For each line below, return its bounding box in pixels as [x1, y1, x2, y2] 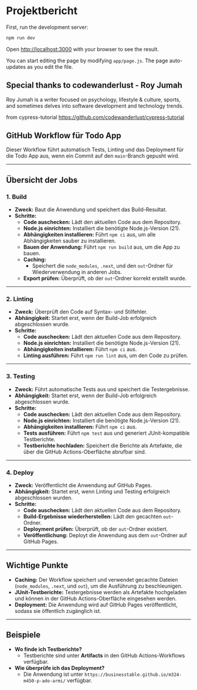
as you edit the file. [27, 63, 73, 70]
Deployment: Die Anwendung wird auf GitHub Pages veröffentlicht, [14, 601, 178, 608]
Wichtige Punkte [6, 561, 69, 571]
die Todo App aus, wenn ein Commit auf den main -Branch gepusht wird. [6, 152, 180, 159]
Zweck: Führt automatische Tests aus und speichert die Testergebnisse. [14, 385, 190, 392]
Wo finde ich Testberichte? [14, 645, 82, 652]
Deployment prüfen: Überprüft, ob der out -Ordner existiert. [23, 525, 168, 533]
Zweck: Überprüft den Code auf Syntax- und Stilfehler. [14, 308, 148, 315]
